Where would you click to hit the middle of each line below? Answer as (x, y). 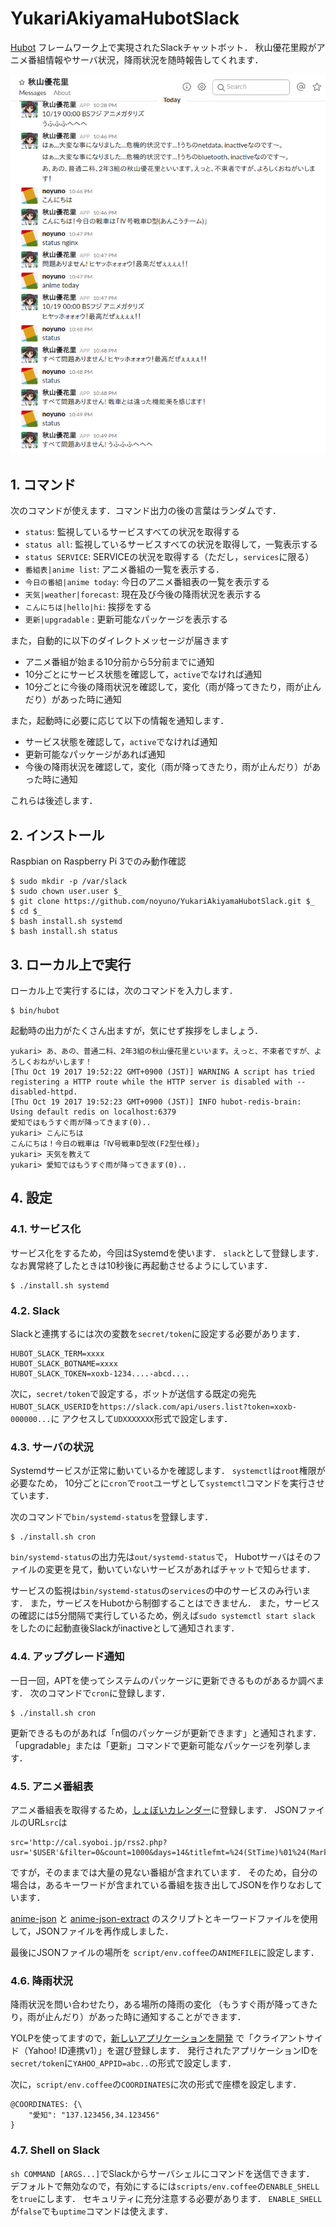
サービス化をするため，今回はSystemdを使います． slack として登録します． (167, 1253)
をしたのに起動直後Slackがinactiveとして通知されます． (125, 1628)
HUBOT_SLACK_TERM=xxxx (57, 1354)
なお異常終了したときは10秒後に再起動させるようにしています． (141, 1265)
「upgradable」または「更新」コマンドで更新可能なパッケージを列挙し (156, 1745)
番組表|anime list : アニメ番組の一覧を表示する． (124, 569)
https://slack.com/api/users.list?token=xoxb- (198, 1407)
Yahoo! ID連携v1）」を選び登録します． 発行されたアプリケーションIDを (173, 2051)
